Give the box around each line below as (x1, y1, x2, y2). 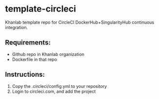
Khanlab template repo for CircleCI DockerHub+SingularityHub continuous (5, 19, 155, 25)
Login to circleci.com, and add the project (12, 88, 96, 94)
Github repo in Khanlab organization (12, 51, 85, 57)
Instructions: (5, 71, 45, 79)
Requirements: (5, 39, 51, 47)
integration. (5, 24, 28, 30)
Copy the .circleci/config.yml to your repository (12, 83, 107, 89)
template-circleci (5, 3, 76, 14)
